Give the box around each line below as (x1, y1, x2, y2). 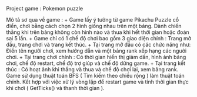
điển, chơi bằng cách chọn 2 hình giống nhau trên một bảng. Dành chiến (6, 23, 182, 29)
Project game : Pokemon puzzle (6, 5, 84, 12)
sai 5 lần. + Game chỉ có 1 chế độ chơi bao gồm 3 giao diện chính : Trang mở (6, 35, 192, 41)
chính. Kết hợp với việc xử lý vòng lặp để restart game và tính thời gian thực (6, 78, 189, 85)
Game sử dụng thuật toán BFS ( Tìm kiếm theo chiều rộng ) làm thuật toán (6, 72, 185, 79)
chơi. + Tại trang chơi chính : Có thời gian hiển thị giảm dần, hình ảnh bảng (6, 54, 186, 60)
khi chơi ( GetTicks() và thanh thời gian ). (6, 85, 105, 91)
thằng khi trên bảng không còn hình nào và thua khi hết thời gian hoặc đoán (6, 29, 189, 36)
